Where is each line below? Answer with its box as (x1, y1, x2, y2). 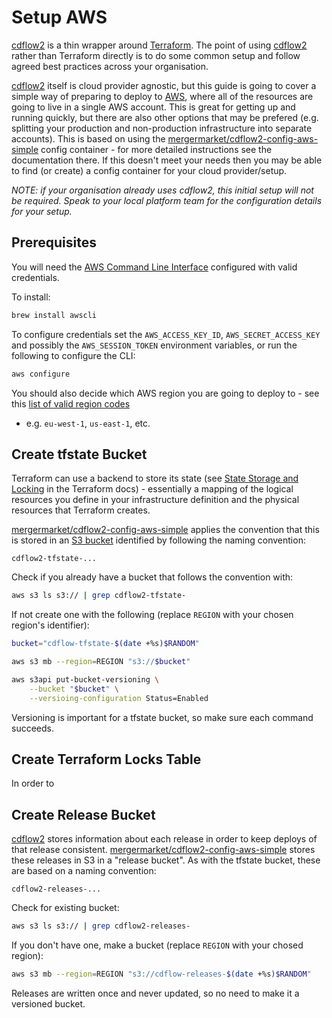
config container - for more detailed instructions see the (40, 143, 273, 155)
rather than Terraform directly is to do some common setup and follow (11, 49, 301, 61)
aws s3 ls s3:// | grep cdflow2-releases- (11, 921, 191, 931)
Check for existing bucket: (11, 902, 120, 914)
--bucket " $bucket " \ (29, 684, 119, 694)
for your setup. (11, 205, 73, 217)
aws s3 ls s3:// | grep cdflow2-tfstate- (11, 591, 187, 601)
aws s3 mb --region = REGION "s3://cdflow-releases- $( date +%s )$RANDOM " (11, 969, 312, 980)
